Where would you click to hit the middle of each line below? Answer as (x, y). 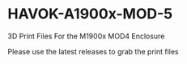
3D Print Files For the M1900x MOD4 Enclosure (86, 36)
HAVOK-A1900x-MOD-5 (90, 14)
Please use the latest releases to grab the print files (93, 51)
